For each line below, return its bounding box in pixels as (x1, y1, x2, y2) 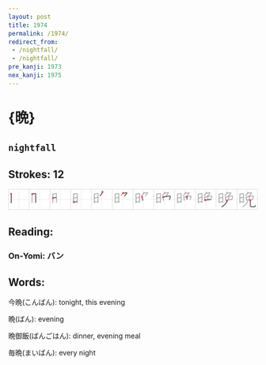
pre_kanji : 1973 (8, 63, 62, 71)
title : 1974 (8, 21, 47, 29)
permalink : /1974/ (8, 29, 69, 37)
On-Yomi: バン (8, 250, 64, 261)
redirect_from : (8, 38, 59, 46)
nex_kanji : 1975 (8, 71, 62, 79)
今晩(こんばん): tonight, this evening (8, 298, 125, 307)
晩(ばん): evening (8, 314, 65, 324)
